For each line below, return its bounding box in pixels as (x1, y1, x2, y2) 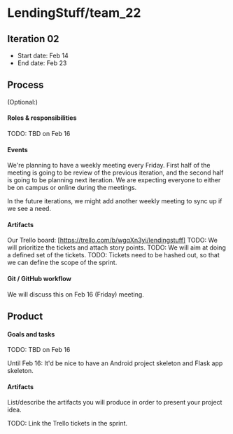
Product (7, 311, 43, 323)
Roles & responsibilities (7, 114, 77, 122)
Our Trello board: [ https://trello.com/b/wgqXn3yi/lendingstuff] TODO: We (7, 236, 218, 245)
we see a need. (7, 205, 51, 213)
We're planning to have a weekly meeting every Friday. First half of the (7, 161, 211, 170)
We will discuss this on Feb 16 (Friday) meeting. (7, 290, 145, 299)
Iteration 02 (7, 33, 59, 45)
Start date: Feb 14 (17, 51, 69, 60)
